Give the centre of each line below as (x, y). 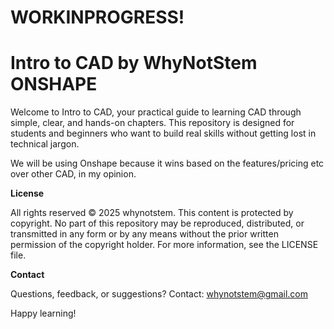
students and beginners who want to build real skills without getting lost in (163, 133)
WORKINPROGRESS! (97, 17)
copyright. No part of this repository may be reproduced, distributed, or (157, 223)
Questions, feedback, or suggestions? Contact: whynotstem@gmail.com (159, 294)
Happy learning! (43, 313)
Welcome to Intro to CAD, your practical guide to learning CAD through (156, 112)
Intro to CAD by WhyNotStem (134, 63)
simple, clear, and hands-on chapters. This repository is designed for (152, 123)
